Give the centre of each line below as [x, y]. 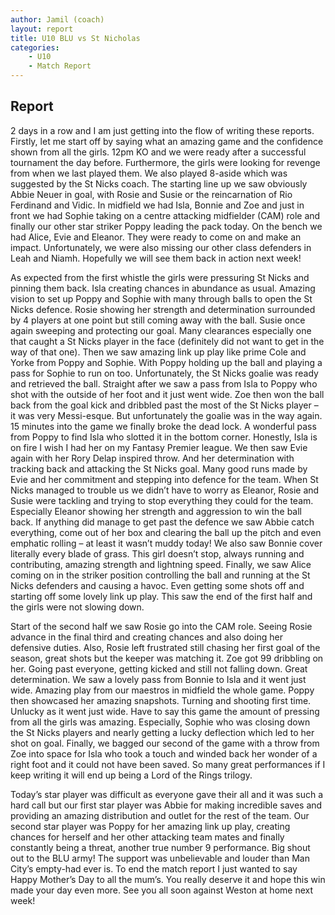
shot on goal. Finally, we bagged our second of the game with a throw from [165, 743]
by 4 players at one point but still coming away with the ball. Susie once [158, 320]
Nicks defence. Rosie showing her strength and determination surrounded [163, 309]
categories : [35, 47]
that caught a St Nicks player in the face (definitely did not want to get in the [167, 341]
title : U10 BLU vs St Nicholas [75, 38]
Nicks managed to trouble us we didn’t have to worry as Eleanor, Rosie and [165, 490]
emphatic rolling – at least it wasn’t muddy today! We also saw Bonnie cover [166, 543]
